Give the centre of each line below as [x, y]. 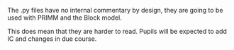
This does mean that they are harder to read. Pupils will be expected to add [117, 31]
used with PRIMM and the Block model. [65, 18]
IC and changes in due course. [52, 39]
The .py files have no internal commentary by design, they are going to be [115, 10]
